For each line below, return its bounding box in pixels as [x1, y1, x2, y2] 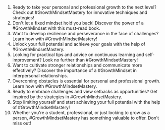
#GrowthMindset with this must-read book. [12, 25, 101, 31]
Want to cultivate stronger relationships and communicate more [12, 62, 142, 68]
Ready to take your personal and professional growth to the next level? [12, 4, 157, 10]
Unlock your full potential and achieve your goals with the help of [12, 41, 145, 47]
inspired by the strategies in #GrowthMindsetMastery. [12, 94, 122, 100]
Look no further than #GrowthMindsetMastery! [43, 57, 138, 63]
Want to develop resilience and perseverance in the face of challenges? [12, 31, 159, 36]
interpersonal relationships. [12, 73, 68, 78]
